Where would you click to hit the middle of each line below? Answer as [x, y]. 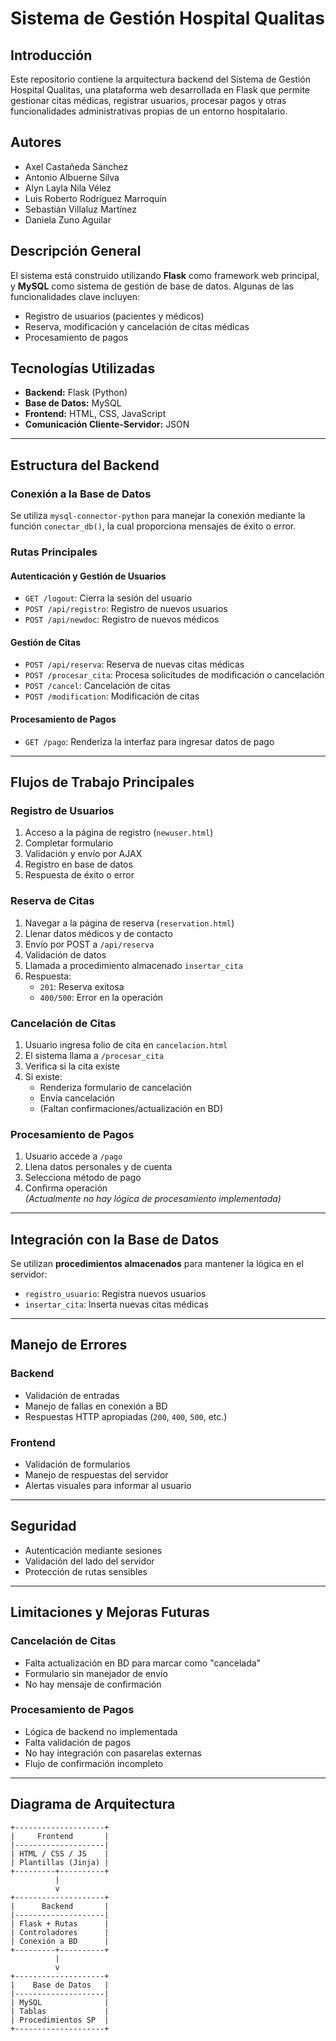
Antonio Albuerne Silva [72, 177]
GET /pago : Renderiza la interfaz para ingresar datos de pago [149, 741]
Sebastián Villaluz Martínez [80, 209]
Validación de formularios [77, 1464]
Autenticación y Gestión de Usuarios [88, 576]
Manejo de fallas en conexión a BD [96, 1406]
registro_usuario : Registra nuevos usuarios [115, 1294]
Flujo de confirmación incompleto [94, 1763]
